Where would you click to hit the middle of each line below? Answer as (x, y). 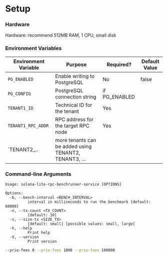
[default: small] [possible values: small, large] (81, 224)
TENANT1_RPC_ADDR (28, 125)
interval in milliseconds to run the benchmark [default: (89, 202)
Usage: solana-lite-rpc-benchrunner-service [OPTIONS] (63, 184)
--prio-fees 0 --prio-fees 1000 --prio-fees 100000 (60, 250)
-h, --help (21, 228)
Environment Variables (33, 48)
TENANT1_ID (20, 108)
